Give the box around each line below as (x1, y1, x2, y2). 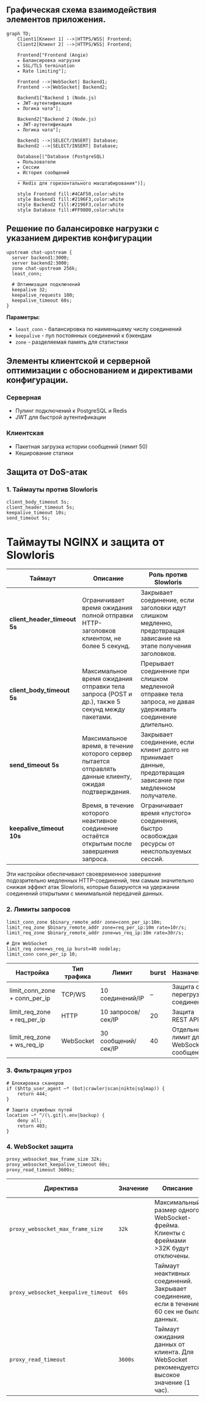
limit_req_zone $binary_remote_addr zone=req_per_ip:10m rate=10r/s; (6, 924, 187, 931)
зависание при (140, 776, 185, 785)
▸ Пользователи (17, 159, 56, 165)
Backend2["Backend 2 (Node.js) (17, 116, 97, 122)
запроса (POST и (82, 690, 132, 699)
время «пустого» (140, 809, 192, 818)
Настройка (15, 968, 49, 976)
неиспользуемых (140, 847, 192, 855)
